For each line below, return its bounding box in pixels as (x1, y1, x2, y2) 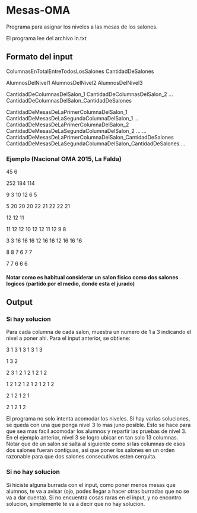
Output (6, 297, 33, 307)
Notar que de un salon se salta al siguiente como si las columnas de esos (6, 440, 186, 448)
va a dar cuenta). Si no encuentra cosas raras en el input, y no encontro (6, 493, 182, 501)
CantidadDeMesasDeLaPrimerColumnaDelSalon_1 (6, 108, 128, 116)
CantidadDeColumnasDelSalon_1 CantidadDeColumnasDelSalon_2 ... (6, 90, 173, 98)
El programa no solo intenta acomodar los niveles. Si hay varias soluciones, (6, 415, 190, 422)
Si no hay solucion (6, 468, 61, 476)
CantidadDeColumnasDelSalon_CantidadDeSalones (6, 97, 132, 104)
